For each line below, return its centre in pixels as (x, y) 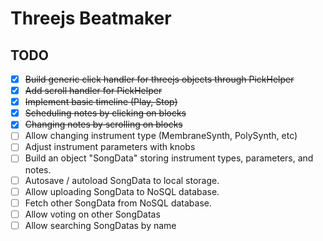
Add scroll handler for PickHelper (93, 91)
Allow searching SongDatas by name (100, 225)
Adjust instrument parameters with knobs (110, 147)
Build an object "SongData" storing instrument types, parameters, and (169, 158)
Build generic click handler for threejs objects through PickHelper (159, 79)
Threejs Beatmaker (91, 18)
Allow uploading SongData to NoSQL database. (122, 191)
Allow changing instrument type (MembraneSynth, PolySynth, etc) (161, 136)
